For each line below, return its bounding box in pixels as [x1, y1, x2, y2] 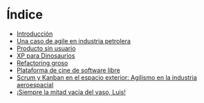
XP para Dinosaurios [16, 51, 75, 60]
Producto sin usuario [16, 44, 76, 52]
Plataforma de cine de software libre [16, 66, 120, 74]
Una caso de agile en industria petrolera [16, 36, 131, 45]
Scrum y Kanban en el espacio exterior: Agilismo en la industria [16, 73, 198, 82]
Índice [6, 7, 43, 23]
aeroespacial [16, 80, 54, 89]
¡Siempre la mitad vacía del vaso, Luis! [16, 88, 126, 96]
